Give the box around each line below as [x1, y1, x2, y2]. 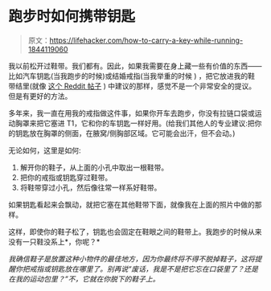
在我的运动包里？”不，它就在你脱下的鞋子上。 [8, 274, 160, 284]
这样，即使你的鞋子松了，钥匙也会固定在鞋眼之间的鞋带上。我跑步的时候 [8, 227, 248, 236]
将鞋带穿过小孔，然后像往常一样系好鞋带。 [19, 182, 162, 192]
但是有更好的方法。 [8, 91, 72, 100]
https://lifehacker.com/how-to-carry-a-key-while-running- [49, 35, 244, 45]
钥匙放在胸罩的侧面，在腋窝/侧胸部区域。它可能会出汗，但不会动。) [14, 128, 236, 137]
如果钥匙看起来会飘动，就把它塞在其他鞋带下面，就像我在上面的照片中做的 [8, 199, 255, 209]
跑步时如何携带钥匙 [8, 7, 136, 26]
